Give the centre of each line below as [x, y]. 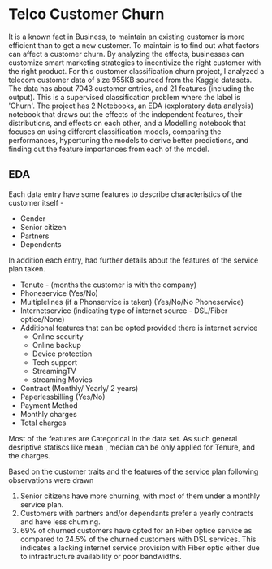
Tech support [55, 362]
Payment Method [49, 405]
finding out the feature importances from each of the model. [109, 149]
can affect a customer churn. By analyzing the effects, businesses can [126, 54]
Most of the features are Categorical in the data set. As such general [123, 438]
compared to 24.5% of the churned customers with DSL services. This [138, 539]
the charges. [30, 455]
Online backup [56, 345]
